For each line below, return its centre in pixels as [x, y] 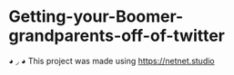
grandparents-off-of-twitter [117, 36]
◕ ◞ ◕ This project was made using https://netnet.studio [112, 61]
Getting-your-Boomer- [96, 17]
